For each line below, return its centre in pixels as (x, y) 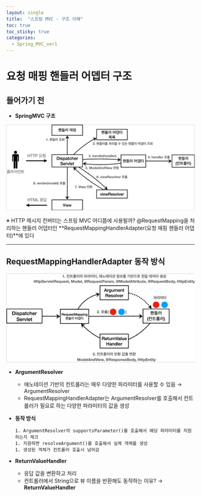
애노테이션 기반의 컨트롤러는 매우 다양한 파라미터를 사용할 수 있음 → (103, 384)
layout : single (25, 13)
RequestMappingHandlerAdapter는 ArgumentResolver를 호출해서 (103, 398)
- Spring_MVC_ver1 (35, 44)
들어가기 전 (25, 100)
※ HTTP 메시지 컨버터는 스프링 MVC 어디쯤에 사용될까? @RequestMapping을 (98, 220)
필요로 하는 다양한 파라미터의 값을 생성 (85, 406)
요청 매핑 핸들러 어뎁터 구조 (69, 76)
